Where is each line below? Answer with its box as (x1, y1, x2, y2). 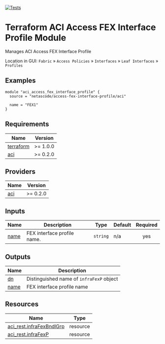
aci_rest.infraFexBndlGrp (7, 323, 65, 330)
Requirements (5, 120, 49, 129)
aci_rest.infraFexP (7, 331, 49, 338)
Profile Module (5, 32, 66, 44)
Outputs (5, 253, 31, 261)
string (93, 234, 109, 239)
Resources (5, 300, 39, 309)
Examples (5, 77, 36, 85)
